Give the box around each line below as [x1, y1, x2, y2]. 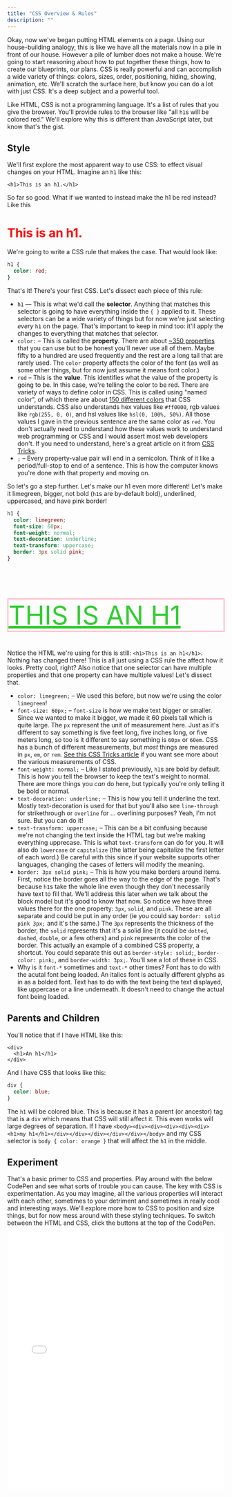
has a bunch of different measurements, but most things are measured [17, 743, 219, 752]
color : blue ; [13, 1088, 51, 1095]
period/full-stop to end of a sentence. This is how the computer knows [17, 461, 219, 470]
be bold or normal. [17, 787, 70, 795]
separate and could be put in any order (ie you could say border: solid [17, 912, 220, 920]
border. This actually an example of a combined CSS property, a [17, 941, 200, 950]
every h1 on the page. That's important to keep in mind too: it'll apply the [17, 322, 224, 330]
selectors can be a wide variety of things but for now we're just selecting [17, 314, 225, 323]
